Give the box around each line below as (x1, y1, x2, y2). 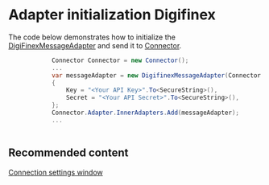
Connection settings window (8, 167, 103, 177)
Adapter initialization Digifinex (8, 6, 216, 24)
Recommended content (8, 146, 129, 160)
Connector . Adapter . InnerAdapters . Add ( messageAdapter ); (51, 109, 240, 117)
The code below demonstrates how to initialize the (8, 32, 176, 42)
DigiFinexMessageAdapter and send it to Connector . (8, 40, 182, 50)
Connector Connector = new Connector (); (51, 56, 189, 64)
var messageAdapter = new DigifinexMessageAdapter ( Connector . (51, 71, 265, 80)
